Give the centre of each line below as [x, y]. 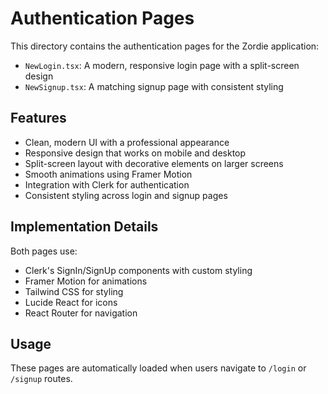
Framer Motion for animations [86, 281]
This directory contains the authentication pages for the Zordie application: [165, 46]
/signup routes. [41, 379]
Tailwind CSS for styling [74, 291]
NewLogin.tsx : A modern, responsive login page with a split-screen [162, 65]
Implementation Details [84, 227]
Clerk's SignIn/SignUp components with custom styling [138, 270]
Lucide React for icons [71, 302]
